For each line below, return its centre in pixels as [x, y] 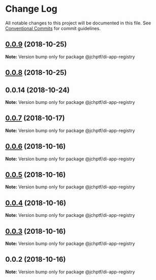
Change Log [31, 9]
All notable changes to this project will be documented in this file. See [78, 23]
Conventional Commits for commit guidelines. [53, 28]
